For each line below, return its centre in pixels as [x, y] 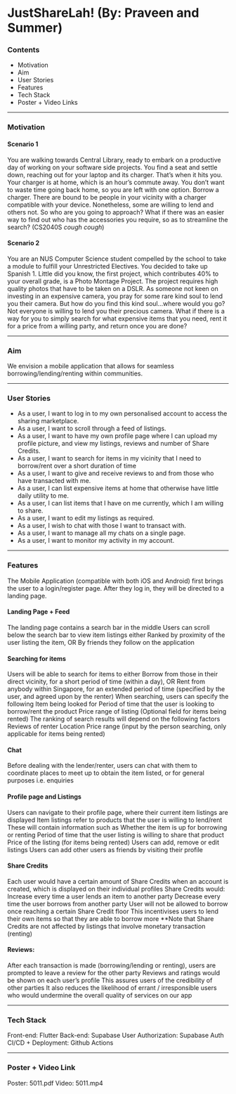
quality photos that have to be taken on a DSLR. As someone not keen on [113, 288]
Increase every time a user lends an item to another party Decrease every [114, 896]
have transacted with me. [54, 481]
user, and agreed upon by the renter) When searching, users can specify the [118, 697]
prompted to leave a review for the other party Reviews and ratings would [114, 972]
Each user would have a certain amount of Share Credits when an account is [118, 881]
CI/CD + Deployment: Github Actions [60, 1043]
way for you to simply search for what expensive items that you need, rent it [117, 318]
